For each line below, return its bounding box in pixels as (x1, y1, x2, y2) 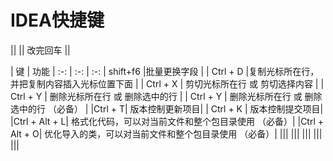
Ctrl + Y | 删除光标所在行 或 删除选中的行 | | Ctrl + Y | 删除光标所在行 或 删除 (10, 90, 323, 102)
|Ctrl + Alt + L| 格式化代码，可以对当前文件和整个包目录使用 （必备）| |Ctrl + (10, 115, 325, 127)
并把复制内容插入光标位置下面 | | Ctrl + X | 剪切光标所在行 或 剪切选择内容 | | (10, 77, 325, 90)
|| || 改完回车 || (10, 44, 71, 56)
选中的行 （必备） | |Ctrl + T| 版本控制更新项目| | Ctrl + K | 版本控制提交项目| (10, 102, 324, 115)
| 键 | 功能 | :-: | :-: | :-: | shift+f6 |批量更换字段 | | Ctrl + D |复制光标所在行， (10, 65, 320, 77)
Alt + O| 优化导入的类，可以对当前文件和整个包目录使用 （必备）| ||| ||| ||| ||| (10, 127, 323, 140)
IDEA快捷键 (10, 9, 105, 32)
